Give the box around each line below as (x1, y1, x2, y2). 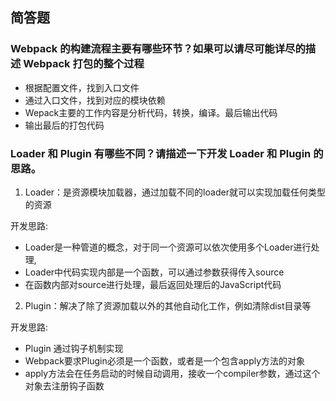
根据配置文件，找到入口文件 (24, 81, 140, 93)
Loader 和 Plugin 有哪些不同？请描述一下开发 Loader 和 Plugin (10, 146, 312, 160)
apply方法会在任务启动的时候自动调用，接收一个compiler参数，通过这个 (24, 367, 321, 379)
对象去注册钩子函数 (24, 379, 105, 392)
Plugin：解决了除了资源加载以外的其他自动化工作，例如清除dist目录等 (24, 299, 312, 312)
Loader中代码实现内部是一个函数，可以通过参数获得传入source (24, 266, 285, 278)
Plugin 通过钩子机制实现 (24, 342, 124, 354)
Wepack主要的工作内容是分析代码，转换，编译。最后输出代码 (24, 106, 278, 118)
